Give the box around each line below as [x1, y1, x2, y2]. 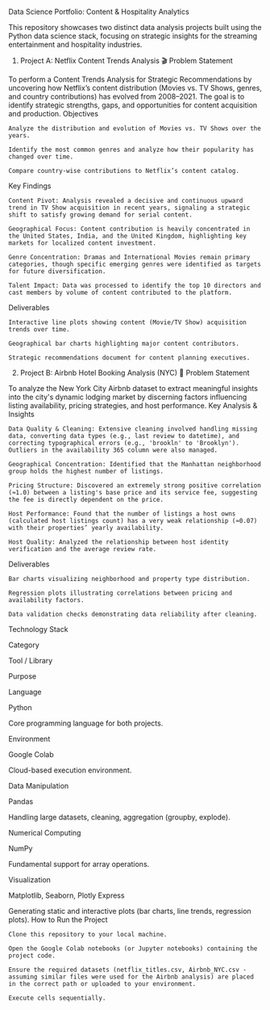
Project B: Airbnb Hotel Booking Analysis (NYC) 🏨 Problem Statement [19, 368, 250, 377]
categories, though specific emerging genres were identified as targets [8, 260, 262, 268]
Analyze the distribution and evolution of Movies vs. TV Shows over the [8, 124, 262, 133]
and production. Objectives [8, 109, 99, 118]
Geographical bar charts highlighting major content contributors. [8, 339, 240, 347]
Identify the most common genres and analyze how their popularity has [8, 145, 254, 154]
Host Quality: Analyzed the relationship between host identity [8, 538, 229, 546]
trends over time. [8, 326, 70, 334]
